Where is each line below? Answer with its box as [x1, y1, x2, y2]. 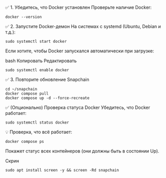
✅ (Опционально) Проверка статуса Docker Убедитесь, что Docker [5, 104, 151, 110]
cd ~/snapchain [5, 86, 38, 92]
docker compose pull [5, 91, 49, 96]
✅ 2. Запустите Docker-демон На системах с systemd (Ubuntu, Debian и [5, 23, 161, 29]
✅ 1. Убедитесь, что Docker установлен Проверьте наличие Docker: [5, 5, 152, 10]
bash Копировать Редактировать [5, 58, 77, 64]
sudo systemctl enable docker [5, 68, 70, 73]
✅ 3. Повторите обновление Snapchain [5, 76, 90, 82]
